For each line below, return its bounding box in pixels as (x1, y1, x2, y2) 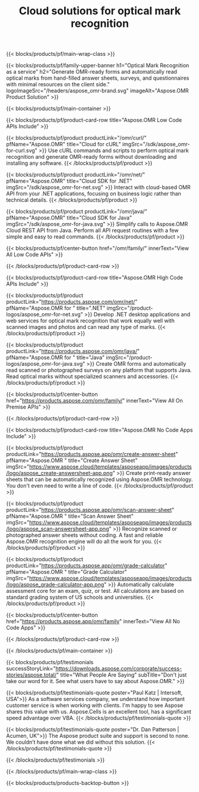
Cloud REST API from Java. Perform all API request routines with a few (6, 227, 179, 234)
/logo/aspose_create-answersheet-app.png (6, 470, 113, 477)
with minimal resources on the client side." (6, 81, 110, 88)
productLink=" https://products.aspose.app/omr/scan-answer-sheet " (6, 507, 175, 514)
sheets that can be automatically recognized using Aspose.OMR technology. (6, 476, 193, 483)
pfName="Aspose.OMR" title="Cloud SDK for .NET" (6, 177, 132, 185)
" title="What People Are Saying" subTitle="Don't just (56, 671, 187, 678)
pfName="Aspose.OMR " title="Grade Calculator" (6, 568, 127, 576)
